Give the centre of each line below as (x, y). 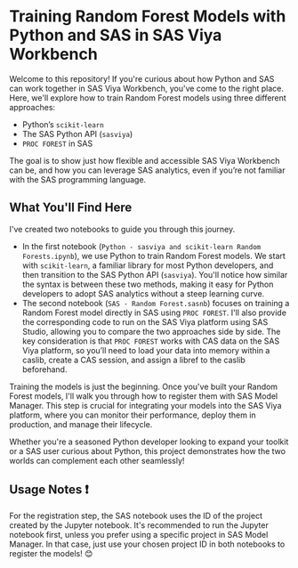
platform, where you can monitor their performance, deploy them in (133, 415)
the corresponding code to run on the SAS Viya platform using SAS (145, 321)
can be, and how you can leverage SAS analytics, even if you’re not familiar (147, 170)
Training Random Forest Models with (148, 16)
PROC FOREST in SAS (57, 143)
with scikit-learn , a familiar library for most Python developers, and (148, 265)
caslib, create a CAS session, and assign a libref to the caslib (134, 360)
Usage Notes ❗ (49, 490)
